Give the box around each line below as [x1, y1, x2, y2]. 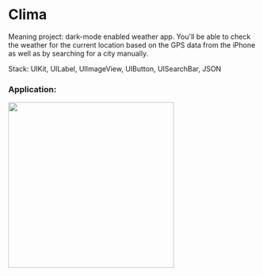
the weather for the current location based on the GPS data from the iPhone [8, 40, 256, 49]
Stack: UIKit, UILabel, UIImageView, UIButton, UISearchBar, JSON [8, 63, 222, 73]
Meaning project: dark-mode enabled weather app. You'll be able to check [8, 32, 251, 41]
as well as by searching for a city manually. [8, 48, 149, 58]
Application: [8, 83, 57, 94]
